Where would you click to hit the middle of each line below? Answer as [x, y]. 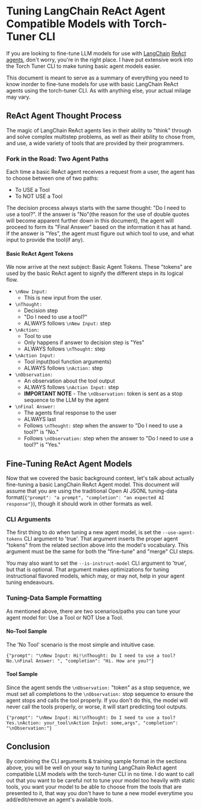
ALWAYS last [40, 419]
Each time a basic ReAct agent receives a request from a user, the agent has [100, 172]
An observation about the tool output [69, 381]
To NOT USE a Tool [39, 196]
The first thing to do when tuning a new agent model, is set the [84, 532]
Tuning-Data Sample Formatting [54, 598]
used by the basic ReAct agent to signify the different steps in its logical [95, 273]
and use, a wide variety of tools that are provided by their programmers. [95, 143]
